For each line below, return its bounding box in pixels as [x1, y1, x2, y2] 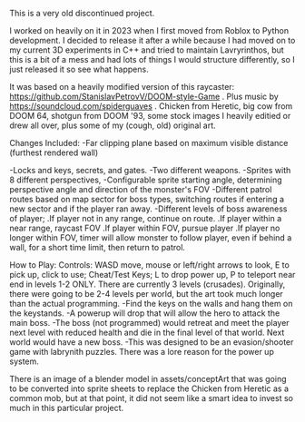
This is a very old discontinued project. [9, 8, 155, 18]
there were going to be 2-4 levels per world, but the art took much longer [9, 289, 283, 299]
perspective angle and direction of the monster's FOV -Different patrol [9, 184, 272, 194]
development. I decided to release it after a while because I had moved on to [9, 35, 296, 45]
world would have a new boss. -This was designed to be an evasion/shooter [9, 337, 294, 348]
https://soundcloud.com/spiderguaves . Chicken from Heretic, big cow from [9, 101, 293, 112]
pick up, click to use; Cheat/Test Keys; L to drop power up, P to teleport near [9, 270, 296, 280]
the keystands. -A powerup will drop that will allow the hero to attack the [9, 308, 280, 319]
